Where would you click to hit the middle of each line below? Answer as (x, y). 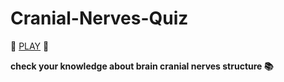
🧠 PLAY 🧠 (30, 46)
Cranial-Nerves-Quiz (99, 18)
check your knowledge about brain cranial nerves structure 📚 (142, 66)
